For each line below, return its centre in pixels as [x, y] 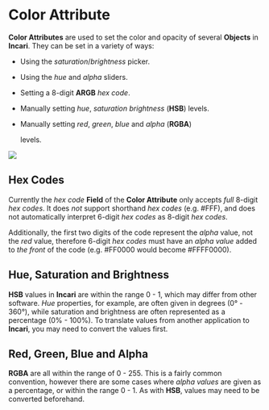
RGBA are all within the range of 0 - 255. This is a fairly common [115, 374]
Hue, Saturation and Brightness [89, 275]
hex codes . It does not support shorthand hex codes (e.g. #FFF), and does [132, 208]
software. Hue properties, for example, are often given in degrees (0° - [126, 303]
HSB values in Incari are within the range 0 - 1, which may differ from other [133, 294]
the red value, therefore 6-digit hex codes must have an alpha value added [133, 241]
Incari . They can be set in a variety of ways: [81, 45]
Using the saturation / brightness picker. [85, 61]
